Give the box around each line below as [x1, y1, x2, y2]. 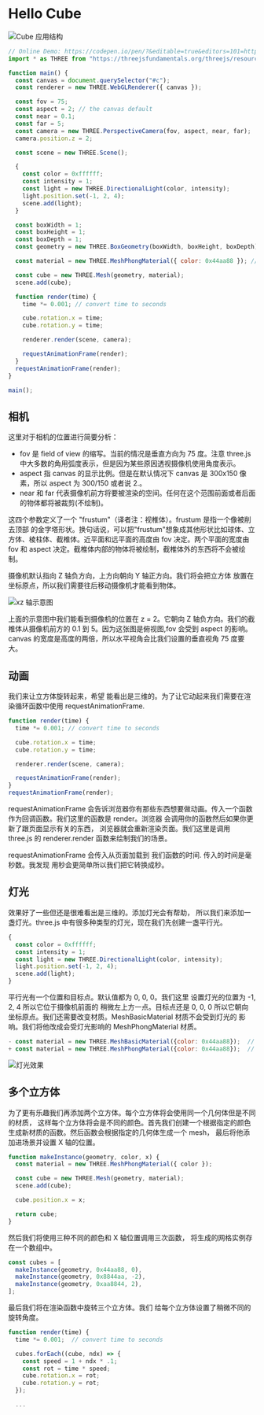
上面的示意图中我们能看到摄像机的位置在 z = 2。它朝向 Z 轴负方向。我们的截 [8, 615, 255, 624]
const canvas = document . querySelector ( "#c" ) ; [15, 76, 170, 84]
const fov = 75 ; [15, 98, 68, 106]
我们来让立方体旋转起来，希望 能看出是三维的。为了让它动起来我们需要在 [8, 692, 244, 701]
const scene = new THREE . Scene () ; [15, 149, 128, 157]
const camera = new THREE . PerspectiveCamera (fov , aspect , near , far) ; [15, 127, 251, 135]
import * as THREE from [8, 54, 86, 63]
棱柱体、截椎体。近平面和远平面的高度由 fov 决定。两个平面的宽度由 [28, 534, 250, 544]
